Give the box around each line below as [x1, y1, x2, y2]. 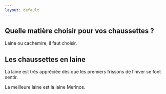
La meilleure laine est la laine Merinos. [5, 84, 86, 90]
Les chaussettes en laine [5, 55, 86, 64]
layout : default [5, 7, 39, 13]
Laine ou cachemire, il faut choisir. [5, 40, 77, 46]
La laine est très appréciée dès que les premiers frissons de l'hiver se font [5, 69, 161, 75]
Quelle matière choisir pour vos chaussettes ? [5, 27, 154, 35]
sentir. [5, 74, 18, 80]
